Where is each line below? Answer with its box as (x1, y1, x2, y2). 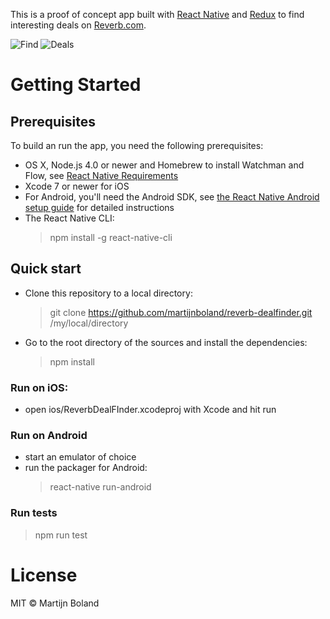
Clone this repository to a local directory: (24, 287, 193, 299)
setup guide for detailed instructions (24, 202, 175, 213)
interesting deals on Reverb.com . (10, 19, 147, 31)
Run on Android (10, 429, 88, 443)
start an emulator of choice (24, 451, 137, 463)
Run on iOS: (10, 380, 69, 394)
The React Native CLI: (24, 212, 115, 224)
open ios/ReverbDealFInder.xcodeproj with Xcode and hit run (24, 404, 277, 416)
